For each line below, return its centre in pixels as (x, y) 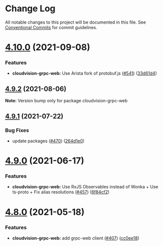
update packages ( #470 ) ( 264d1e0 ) (48, 141)
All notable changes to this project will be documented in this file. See (76, 22)
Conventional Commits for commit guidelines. (51, 27)
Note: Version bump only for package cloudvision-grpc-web (66, 101)
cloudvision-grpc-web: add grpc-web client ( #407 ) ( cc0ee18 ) (76, 238)
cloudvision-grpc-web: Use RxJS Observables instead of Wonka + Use (85, 187)
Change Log (30, 9)
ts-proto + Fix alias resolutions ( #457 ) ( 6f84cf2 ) (61, 192)
